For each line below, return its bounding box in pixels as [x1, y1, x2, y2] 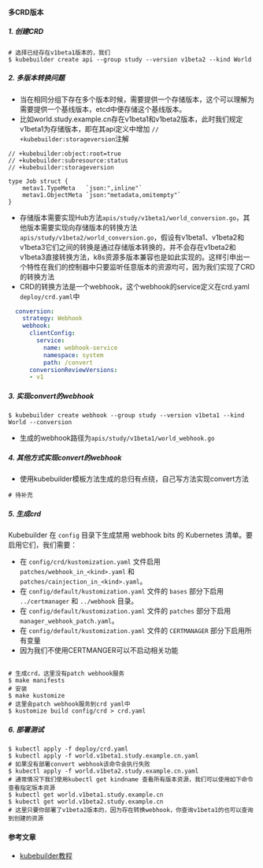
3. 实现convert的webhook [8, 391, 94, 400]
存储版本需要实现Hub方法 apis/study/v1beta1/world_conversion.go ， [19, 213, 244, 222]
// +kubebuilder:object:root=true [8, 150, 122, 158]
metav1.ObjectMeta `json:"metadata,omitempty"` [22, 191, 181, 199]
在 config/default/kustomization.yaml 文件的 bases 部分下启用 [19, 587, 224, 596]
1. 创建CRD [8, 27, 44, 36]
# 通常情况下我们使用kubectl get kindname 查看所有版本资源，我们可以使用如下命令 [8, 776, 254, 784]
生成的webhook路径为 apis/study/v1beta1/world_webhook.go [19, 434, 215, 443]
